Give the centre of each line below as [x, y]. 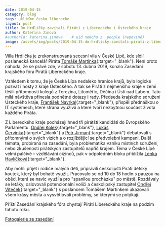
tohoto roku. [18, 209]
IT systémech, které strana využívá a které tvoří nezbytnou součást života [80, 107]
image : [12, 42]
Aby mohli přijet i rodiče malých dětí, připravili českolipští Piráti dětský [76, 168]
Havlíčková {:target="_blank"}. [35, 159]
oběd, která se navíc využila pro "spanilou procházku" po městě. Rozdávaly [82, 179]
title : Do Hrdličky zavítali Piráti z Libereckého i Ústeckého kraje [78, 28]
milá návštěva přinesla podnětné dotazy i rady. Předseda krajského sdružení [83, 97]
